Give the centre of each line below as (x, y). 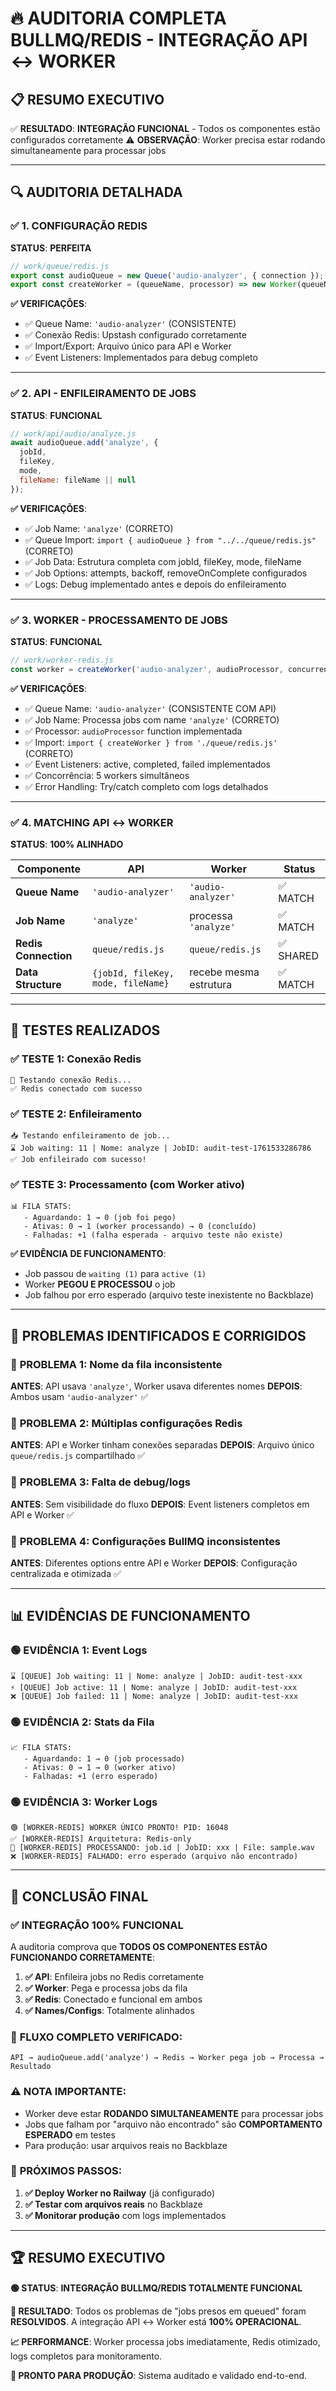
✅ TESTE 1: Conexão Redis (76, 1059)
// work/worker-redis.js (62, 660)
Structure (38, 985)
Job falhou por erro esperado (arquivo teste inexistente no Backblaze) (169, 1295)
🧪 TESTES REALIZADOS (85, 1030)
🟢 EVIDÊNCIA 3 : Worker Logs (84, 1802)
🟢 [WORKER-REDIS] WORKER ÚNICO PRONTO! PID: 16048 (119, 1828)
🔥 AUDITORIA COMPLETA (118, 18)
